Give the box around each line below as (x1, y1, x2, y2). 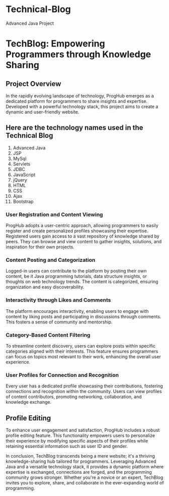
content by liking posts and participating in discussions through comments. (6, 313, 161, 319)
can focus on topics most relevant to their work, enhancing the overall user (6, 353, 161, 359)
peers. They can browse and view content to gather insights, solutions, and (6, 239, 162, 245)
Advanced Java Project (6, 20, 54, 26)
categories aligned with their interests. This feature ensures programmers (6, 348, 158, 354)
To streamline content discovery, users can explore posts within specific (6, 343, 155, 349)
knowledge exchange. (6, 399, 52, 405)
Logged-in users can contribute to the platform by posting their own (6, 268, 147, 274)
